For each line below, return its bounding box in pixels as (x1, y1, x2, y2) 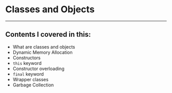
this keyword (12, 60, 42, 66)
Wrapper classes (12, 76, 49, 82)
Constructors (12, 55, 41, 61)
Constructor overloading (12, 65, 65, 72)
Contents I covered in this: (5, 30, 91, 39)
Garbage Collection (12, 82, 54, 88)
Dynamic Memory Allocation (12, 49, 73, 55)
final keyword (12, 71, 44, 77)
